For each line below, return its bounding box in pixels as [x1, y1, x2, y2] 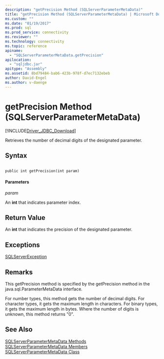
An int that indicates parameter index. [5, 199, 81, 205]
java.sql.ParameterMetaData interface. [5, 286, 83, 292]
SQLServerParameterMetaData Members [5, 343, 88, 349]
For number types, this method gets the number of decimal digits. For [5, 296, 145, 302]
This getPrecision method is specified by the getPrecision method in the [5, 281, 150, 287]
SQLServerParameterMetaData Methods [5, 338, 86, 344]
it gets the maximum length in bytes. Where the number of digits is [5, 306, 139, 312]
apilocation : [5, 57, 32, 62]
